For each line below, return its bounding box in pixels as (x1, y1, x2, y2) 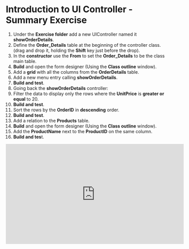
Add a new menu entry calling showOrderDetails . (13, 74, 118, 80)
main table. (13, 58, 37, 64)
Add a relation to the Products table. (13, 117, 90, 123)
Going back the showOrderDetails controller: (13, 85, 109, 91)
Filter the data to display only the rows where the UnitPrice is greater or (13, 90, 165, 97)
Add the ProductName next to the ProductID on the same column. (13, 128, 153, 134)
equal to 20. (13, 96, 39, 102)
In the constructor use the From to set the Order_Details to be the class (13, 52, 165, 59)
